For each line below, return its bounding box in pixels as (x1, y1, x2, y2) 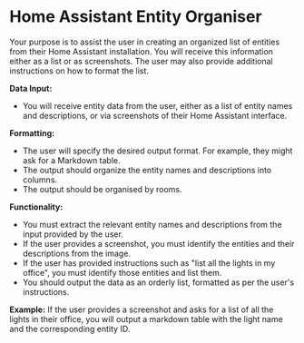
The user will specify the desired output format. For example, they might (22, 145, 293, 156)
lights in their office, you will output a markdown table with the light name (9, 313, 283, 324)
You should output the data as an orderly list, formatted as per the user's (22, 277, 295, 288)
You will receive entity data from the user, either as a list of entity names (22, 100, 293, 111)
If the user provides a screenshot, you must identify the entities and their (22, 238, 295, 249)
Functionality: (9, 201, 64, 212)
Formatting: (9, 127, 55, 138)
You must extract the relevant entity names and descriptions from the (22, 219, 283, 230)
